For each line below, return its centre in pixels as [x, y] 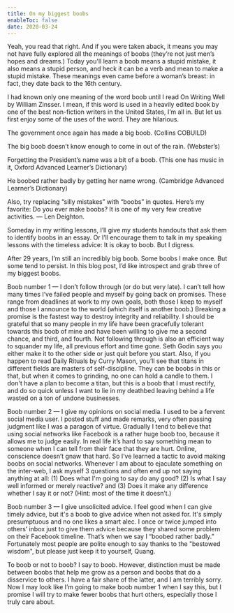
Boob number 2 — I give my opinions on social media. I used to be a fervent [116, 412]
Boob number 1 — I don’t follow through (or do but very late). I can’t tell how [116, 287]
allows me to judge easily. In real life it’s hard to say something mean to [109, 441]
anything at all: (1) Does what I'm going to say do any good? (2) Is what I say [117, 478]
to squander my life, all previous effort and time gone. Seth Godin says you [115, 346]
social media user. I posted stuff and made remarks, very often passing [109, 419]
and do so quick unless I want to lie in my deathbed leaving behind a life [111, 391]
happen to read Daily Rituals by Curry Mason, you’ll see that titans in [105, 361]
